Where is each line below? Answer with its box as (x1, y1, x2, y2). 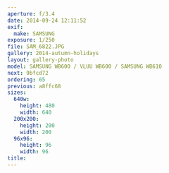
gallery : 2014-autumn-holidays (7, 50, 99, 57)
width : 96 (20, 148, 49, 155)
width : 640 (20, 109, 52, 116)
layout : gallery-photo (7, 56, 74, 64)
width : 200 (20, 129, 52, 136)
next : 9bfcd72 (7, 69, 49, 76)
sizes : (7, 89, 27, 96)
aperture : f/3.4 (7, 10, 55, 18)
